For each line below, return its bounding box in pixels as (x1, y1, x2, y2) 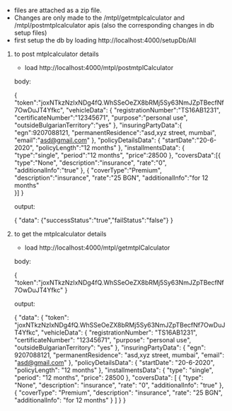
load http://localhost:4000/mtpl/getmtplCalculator (24, 243, 170, 252)
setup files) (13, 28, 47, 37)
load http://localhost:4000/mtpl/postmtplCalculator (24, 64, 174, 71)
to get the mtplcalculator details (13, 230, 107, 238)
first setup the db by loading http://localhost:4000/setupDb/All (13, 36, 197, 45)
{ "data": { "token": (13, 313, 69, 321)
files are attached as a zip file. (13, 6, 102, 14)
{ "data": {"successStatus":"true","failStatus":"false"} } (13, 216, 173, 224)
